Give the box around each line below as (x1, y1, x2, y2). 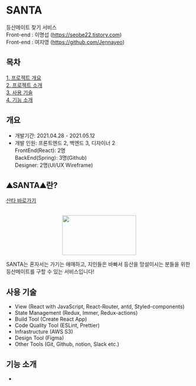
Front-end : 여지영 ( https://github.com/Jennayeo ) (6, 38, 125, 45)
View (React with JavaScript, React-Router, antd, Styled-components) (14, 303, 185, 310)
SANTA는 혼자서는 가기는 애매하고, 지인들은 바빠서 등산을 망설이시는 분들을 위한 (6, 260, 191, 268)
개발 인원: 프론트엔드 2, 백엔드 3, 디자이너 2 (14, 139, 115, 146)
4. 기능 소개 (6, 96, 34, 103)
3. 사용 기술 (6, 89, 33, 96)
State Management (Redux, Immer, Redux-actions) (14, 309, 138, 316)
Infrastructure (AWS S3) (14, 328, 74, 335)
